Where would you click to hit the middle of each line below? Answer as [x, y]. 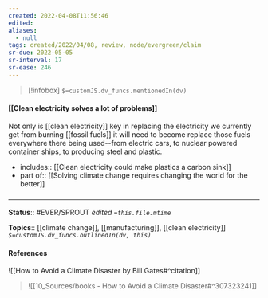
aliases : [23, 30]
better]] [32, 183]
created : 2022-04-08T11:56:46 [59, 16]
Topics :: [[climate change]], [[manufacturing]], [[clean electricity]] [117, 228]
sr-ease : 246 [30, 68]
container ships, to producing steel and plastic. [85, 151]
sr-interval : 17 [35, 61]
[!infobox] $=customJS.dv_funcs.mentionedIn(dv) [107, 90]
